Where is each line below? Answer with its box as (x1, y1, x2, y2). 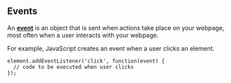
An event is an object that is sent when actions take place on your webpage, (7, 23, 225, 32)
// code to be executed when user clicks (13, 63, 134, 71)
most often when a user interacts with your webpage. (7, 31, 159, 39)
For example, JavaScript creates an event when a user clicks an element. (7, 44, 215, 52)
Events (7, 5, 38, 17)
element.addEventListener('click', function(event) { (7, 58, 165, 64)
